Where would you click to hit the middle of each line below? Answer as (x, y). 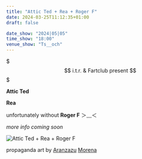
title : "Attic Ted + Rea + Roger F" (52, 12)
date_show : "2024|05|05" (37, 33)
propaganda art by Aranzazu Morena (52, 150)
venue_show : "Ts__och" (34, 44)
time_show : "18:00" (30, 39)
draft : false (22, 23)
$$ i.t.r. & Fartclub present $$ (100, 71)
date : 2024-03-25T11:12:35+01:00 (48, 17)
